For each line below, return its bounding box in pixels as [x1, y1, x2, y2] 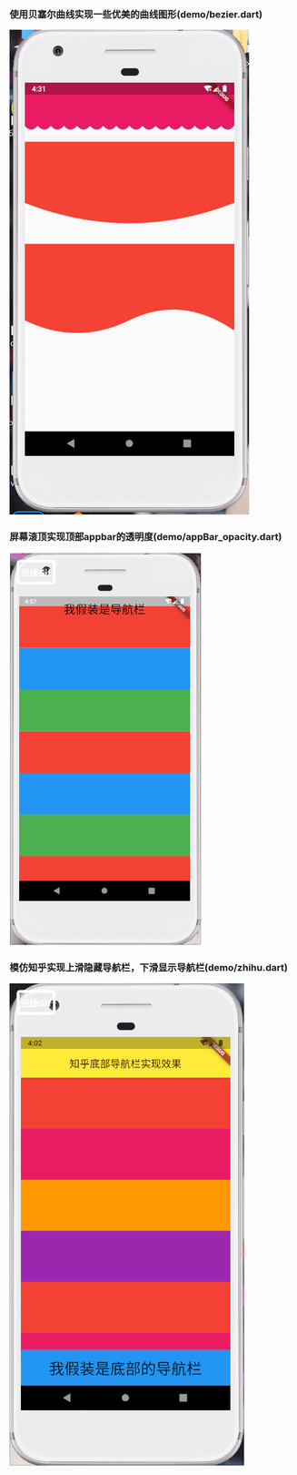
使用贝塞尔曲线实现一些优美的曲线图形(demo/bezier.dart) [9, 7, 263, 20]
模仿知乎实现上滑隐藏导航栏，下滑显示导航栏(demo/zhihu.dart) [9, 961, 288, 973]
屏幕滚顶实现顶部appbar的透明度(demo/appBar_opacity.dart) [9, 531, 282, 544]
